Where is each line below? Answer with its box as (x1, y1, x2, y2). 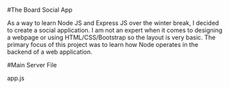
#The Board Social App (7, 6, 73, 14)
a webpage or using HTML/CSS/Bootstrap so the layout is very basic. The (7, 33, 216, 41)
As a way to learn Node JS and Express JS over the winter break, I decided (7, 19, 219, 26)
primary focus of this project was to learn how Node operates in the (7, 41, 199, 48)
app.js (7, 74, 25, 82)
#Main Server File (7, 61, 57, 69)
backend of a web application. (7, 48, 93, 56)
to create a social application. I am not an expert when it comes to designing (7, 26, 223, 34)
